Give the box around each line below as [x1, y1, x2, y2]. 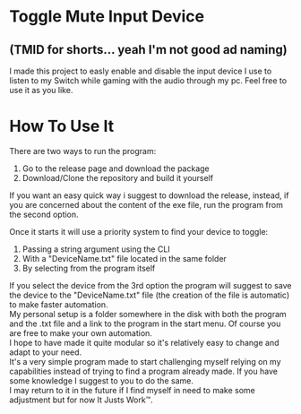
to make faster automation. [9, 298, 109, 310]
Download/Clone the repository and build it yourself [21, 172, 213, 183]
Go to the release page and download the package [21, 163, 211, 174]
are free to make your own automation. [9, 327, 152, 338]
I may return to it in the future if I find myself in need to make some [9, 384, 255, 395]
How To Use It [9, 116, 115, 136]
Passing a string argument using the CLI [21, 244, 170, 254]
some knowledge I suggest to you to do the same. [9, 375, 194, 386]
